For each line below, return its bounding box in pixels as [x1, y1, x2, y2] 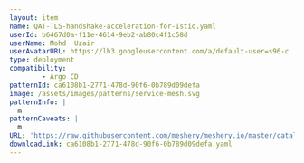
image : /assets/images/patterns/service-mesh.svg [9, 89, 201, 98]
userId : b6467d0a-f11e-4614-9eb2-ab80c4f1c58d [9, 30, 188, 39]
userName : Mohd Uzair [9, 38, 95, 48]
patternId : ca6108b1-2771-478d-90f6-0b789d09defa [9, 81, 201, 90]
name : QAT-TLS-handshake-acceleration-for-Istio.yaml [9, 22, 217, 31]
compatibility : [9, 64, 67, 73]
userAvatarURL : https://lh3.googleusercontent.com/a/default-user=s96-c [9, 47, 290, 56]
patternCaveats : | [9, 114, 79, 123]
